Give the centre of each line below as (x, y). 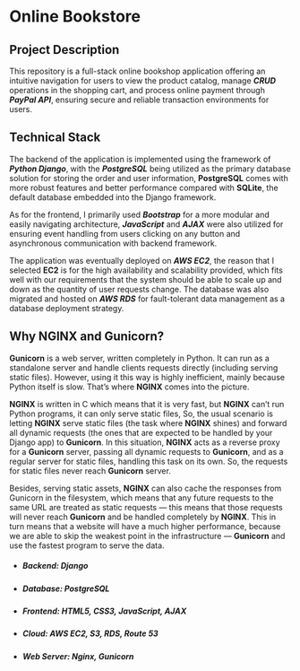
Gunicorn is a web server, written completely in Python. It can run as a (140, 358)
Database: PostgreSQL (66, 588)
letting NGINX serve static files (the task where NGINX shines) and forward (148, 423)
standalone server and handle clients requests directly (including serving (144, 367)
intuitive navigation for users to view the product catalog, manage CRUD (142, 81)
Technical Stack (55, 138)
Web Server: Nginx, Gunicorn (78, 656)
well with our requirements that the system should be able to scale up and (146, 279)
